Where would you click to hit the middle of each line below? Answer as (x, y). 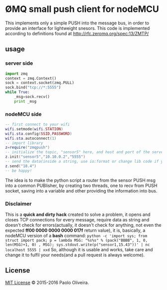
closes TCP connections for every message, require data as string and (77, 219)
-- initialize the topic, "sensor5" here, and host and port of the (78, 152)
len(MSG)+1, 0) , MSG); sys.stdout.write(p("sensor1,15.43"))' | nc (78, 245)
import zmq (16, 74)
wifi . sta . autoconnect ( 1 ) (31, 138)
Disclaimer (18, 203)
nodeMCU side (24, 114)
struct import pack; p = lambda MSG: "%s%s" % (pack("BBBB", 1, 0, (77, 240)
